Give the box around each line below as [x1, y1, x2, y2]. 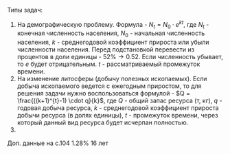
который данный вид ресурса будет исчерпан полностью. [16, 118, 189, 126]
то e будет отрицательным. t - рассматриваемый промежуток [16, 60, 200, 68]
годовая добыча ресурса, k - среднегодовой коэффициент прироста [16, 104, 219, 112]
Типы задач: [7, 6, 43, 14]
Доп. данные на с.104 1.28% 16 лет [7, 139, 108, 147]
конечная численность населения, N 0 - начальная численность [16, 29, 205, 39]
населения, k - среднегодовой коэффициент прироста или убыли [16, 38, 209, 47]
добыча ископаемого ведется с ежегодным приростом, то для [16, 82, 202, 90]
